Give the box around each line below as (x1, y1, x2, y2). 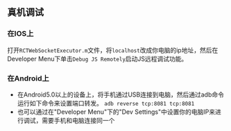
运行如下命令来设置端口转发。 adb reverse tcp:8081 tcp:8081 (17, 99, 195, 107)
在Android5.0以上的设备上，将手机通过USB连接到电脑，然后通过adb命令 (17, 90, 224, 99)
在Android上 (7, 73, 50, 83)
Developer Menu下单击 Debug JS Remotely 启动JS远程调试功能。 (7, 54, 188, 63)
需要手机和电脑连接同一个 (41, 116, 115, 124)
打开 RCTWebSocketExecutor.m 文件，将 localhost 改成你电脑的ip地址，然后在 (7, 46, 219, 54)
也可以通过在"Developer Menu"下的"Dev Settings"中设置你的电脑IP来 (17, 108, 216, 116)
